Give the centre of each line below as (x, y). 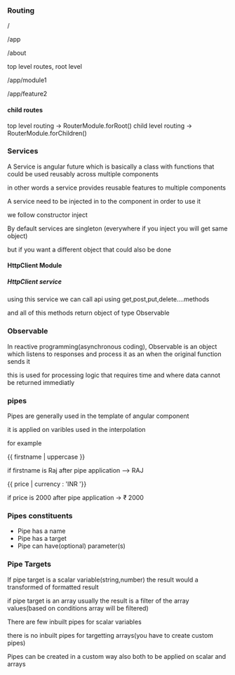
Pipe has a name (41, 531)
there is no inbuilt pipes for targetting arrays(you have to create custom (110, 635)
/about (17, 53)
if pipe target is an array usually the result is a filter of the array (98, 601)
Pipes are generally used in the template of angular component (98, 416)
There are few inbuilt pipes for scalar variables (74, 622)
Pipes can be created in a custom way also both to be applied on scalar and (117, 656)
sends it (19, 361)
